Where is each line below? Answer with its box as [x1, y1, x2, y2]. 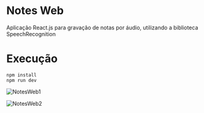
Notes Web [6, 4, 64, 18]
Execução [6, 52, 58, 66]
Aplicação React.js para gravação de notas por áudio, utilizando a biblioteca [6, 24, 198, 31]
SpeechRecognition [6, 30, 56, 37]
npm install [6, 71, 37, 78]
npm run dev [6, 77, 37, 83]
